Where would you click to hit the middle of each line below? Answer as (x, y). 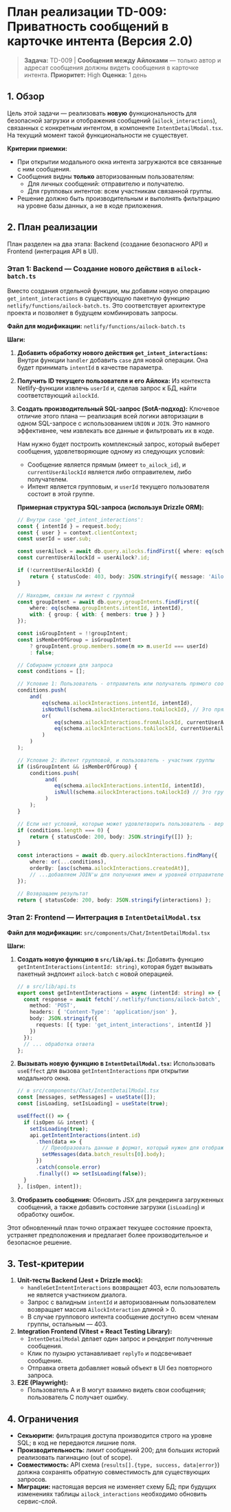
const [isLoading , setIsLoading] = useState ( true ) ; (92, 1104)
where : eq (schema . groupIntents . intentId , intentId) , (107, 608)
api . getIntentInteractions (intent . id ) (85, 1135)
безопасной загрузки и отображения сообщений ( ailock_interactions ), (112, 120)
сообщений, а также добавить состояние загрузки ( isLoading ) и (111, 1207)
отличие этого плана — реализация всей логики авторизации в (110, 416)
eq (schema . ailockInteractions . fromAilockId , (119, 722)
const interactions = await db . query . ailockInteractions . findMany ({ (117, 855)
